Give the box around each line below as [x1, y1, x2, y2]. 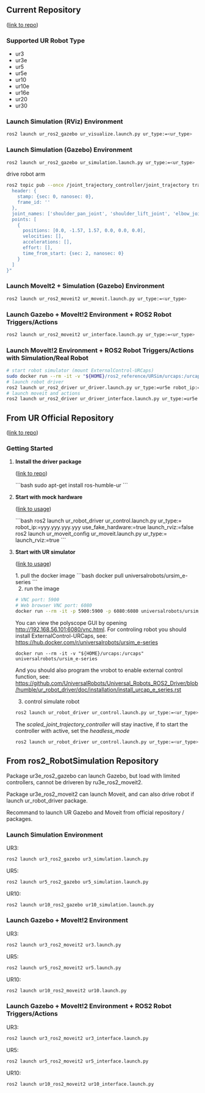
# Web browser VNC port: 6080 [15, 602, 93, 609]
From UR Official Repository [6, 413, 114, 423]
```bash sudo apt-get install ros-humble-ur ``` [15, 482, 128, 489]
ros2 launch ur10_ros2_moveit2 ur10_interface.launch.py [6, 1081, 154, 1087]
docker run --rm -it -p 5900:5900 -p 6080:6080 [15, 608, 139, 615]
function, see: [15, 673, 50, 680]
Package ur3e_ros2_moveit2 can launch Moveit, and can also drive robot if [6, 790, 195, 798]
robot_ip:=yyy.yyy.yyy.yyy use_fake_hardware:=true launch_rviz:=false [15, 524, 194, 531]
